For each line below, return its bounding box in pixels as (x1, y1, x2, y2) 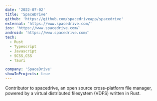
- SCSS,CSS (9, 53, 32, 58)
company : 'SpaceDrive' (5, 67, 52, 72)
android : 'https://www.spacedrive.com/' (5, 30, 91, 35)
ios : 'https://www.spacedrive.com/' (5, 26, 81, 31)
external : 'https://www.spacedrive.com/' (5, 21, 93, 26)
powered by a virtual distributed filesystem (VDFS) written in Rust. (5, 90, 141, 96)
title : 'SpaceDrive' (5, 12, 48, 17)
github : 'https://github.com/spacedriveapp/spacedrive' (5, 16, 124, 21)
